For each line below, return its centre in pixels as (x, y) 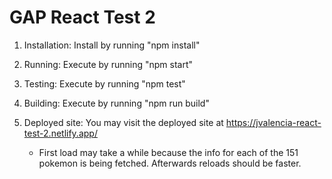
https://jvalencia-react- (273, 122)
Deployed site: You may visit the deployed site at (123, 122)
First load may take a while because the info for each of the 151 (168, 152)
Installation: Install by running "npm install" (112, 45)
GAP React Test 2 (82, 17)
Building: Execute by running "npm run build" (116, 103)
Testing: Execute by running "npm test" (104, 83)
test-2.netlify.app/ (60, 133)
